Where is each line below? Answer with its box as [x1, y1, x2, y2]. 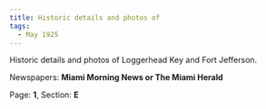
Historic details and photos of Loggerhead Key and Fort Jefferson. [9, 55, 258, 66]
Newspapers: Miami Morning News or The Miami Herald [9, 72, 224, 83]
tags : [9, 22, 30, 31]
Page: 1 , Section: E [9, 89, 79, 100]
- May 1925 [17, 30, 59, 39]
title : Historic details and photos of [9, 13, 161, 23]
